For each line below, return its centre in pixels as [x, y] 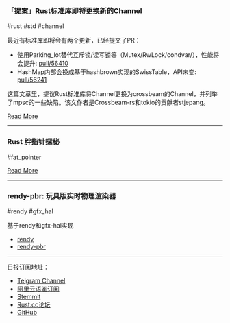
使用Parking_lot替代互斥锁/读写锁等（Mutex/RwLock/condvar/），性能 [115, 55]
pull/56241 [32, 80]
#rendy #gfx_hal [30, 211]
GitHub [27, 312]
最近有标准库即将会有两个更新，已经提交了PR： [74, 40]
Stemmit [29, 296]
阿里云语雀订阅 [38, 289]
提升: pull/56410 [46, 64]
